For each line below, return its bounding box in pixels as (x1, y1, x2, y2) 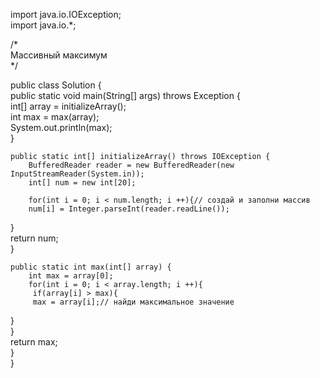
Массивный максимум (10, 49, 108, 61)
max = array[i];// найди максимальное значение (32, 297, 235, 307)
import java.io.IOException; (10, 9, 122, 20)
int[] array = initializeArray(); (10, 100, 127, 112)
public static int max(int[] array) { (10, 262, 172, 272)
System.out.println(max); (10, 122, 113, 133)
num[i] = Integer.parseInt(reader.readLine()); (28, 204, 230, 214)
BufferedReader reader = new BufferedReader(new (28, 160, 235, 170)
